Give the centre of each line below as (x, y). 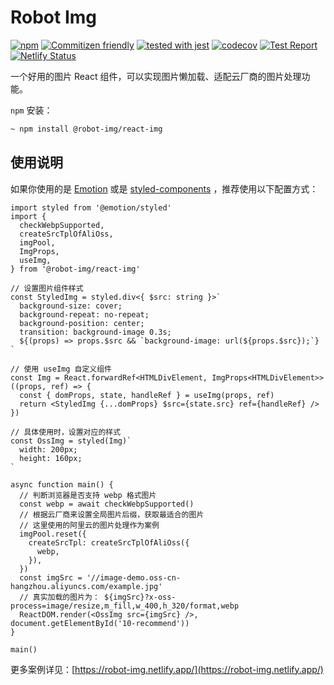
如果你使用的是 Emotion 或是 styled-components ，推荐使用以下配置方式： (164, 188)
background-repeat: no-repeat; (84, 314)
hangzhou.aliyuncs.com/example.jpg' (86, 586)
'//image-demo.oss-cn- (134, 577)
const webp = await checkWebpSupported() (107, 504)
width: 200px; (48, 449)
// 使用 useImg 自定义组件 (61, 369)
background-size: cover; (71, 306)
